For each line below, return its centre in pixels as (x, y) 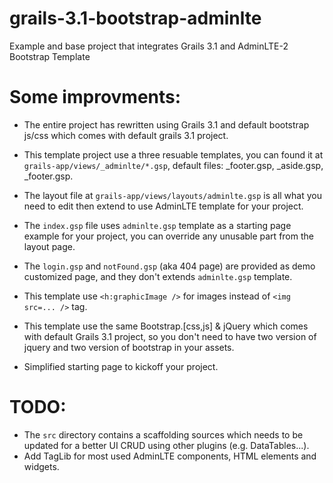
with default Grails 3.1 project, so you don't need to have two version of (170, 336)
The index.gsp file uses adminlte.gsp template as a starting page (157, 225)
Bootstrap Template (50, 56)
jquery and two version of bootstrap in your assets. (129, 347)
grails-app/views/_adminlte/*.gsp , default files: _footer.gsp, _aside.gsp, (173, 165)
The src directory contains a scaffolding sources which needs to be (163, 434)
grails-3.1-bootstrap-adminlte (135, 18)
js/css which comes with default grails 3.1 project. (126, 135)
